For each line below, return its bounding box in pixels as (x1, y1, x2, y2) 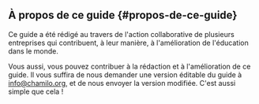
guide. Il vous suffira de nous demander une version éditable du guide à (8, 69, 242, 80)
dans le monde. (8, 46, 59, 56)
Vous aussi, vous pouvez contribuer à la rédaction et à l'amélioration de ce (8, 61, 251, 71)
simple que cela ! (8, 87, 64, 96)
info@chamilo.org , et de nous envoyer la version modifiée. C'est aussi (8, 78, 236, 87)
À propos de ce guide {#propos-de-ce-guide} (8, 9, 238, 22)
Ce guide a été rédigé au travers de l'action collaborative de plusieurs (8, 29, 235, 39)
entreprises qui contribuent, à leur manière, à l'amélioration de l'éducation (8, 38, 249, 47)
